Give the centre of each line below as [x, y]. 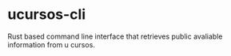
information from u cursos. [51, 44]
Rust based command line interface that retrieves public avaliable [115, 36]
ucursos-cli [47, 15]
